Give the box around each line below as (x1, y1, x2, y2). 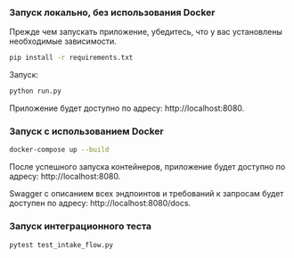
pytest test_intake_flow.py (9, 240, 114, 249)
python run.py (9, 87, 62, 96)
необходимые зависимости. (9, 36, 118, 46)
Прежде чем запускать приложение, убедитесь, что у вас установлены (9, 27, 282, 37)
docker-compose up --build (9, 146, 110, 154)
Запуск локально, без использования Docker (9, 6, 216, 19)
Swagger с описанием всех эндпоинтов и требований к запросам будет (9, 188, 284, 199)
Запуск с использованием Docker (9, 125, 165, 137)
